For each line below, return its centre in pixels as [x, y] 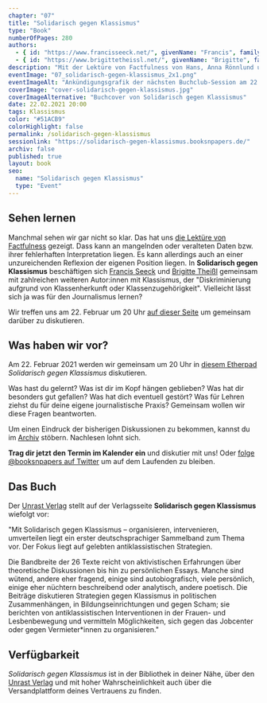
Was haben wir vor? [58, 345]
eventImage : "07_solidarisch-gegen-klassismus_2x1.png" [103, 75]
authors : [23, 45]
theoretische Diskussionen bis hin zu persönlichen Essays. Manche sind [126, 571]
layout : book [30, 164]
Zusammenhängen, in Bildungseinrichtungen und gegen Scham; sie [119, 604]
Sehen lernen [42, 219]
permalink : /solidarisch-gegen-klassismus [79, 134]
